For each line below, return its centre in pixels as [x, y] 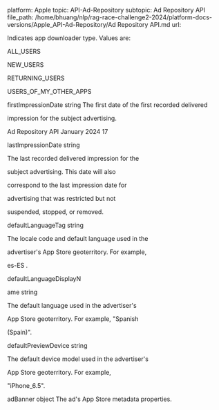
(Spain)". [20, 332]
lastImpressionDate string [44, 145]
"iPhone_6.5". [26, 385]
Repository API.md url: [149, 25]
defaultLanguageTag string [46, 225]
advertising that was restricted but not [61, 198]
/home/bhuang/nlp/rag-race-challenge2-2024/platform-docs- [124, 17]
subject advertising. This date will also [61, 172]
